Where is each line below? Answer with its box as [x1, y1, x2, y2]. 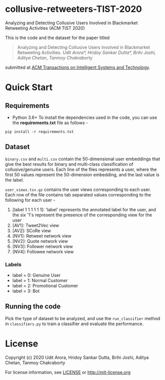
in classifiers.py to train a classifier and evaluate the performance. [5, 321, 144, 327]
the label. [5, 177, 24, 183]
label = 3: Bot [12, 288, 40, 294]
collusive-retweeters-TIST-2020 [5, 3, 142, 15]
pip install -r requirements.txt [5, 129, 74, 134]
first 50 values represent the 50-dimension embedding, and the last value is [5, 172, 160, 178]
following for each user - [5, 197, 55, 203]
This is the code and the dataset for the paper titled [5, 35, 110, 41]
